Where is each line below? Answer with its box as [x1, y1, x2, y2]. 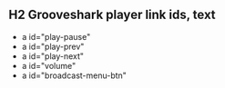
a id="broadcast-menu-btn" [21, 70, 127, 81]
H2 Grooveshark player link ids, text [8, 7, 216, 23]
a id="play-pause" [21, 31, 91, 42]
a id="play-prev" [21, 41, 85, 52]
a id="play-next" [21, 50, 84, 62]
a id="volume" [21, 60, 77, 71]
